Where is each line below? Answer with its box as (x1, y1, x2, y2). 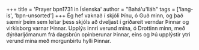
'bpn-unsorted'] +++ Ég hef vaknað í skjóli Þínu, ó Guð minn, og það (14, 12, 183, 19)
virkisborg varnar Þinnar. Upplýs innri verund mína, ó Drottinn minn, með (6, 24, 185, 32)
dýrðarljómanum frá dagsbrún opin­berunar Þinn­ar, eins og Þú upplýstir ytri (6, 31, 191, 38)
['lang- (176, 6, 194, 12)
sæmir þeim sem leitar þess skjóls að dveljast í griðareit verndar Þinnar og (6, 18, 189, 25)
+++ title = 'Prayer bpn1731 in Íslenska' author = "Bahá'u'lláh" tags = (6, 6, 176, 12)
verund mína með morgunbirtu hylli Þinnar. (6, 37, 111, 44)
